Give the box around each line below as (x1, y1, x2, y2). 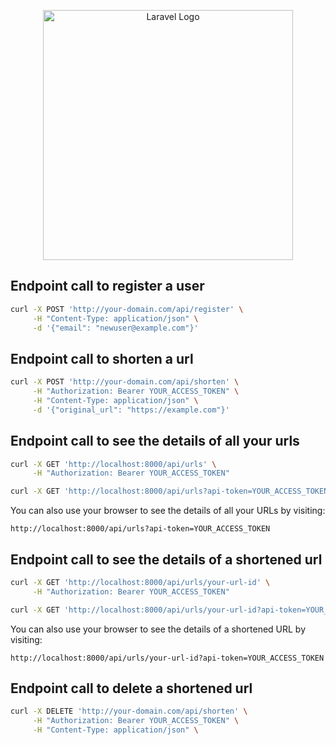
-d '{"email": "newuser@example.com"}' (32, 323, 199, 333)
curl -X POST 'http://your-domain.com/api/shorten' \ (10, 377, 240, 387)
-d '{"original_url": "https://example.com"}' (32, 405, 230, 415)
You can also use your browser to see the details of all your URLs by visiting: (10, 505, 326, 517)
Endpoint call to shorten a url (10, 350, 194, 367)
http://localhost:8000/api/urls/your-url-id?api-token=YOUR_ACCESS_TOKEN (10, 653, 325, 663)
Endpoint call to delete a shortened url (10, 680, 253, 697)
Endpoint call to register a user (10, 278, 205, 295)
